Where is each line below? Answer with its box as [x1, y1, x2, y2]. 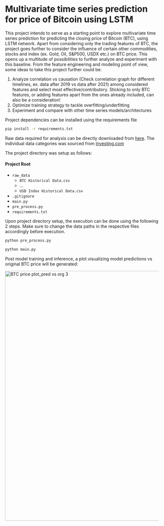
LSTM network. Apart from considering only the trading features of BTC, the [5, 40, 158, 46]
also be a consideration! [12, 97, 61, 103]
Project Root [5, 161, 31, 167]
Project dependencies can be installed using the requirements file [5, 117, 138, 123]
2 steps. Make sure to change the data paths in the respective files [5, 223, 139, 229]
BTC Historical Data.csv [19, 178, 70, 184]
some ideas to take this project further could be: [5, 66, 102, 72]
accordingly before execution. [5, 229, 65, 235]
